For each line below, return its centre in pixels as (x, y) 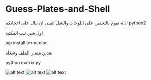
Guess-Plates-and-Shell (58, 9)
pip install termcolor (26, 43)
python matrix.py (23, 62)
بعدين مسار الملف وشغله (29, 52)
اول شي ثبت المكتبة (24, 33)
